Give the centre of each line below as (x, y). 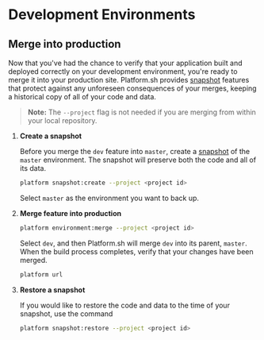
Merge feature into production (70, 213)
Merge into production (65, 44)
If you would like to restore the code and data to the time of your (124, 305)
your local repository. (62, 120)
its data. (33, 168)
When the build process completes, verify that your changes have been (136, 251)
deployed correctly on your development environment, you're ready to (123, 71)
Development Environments (102, 15)
